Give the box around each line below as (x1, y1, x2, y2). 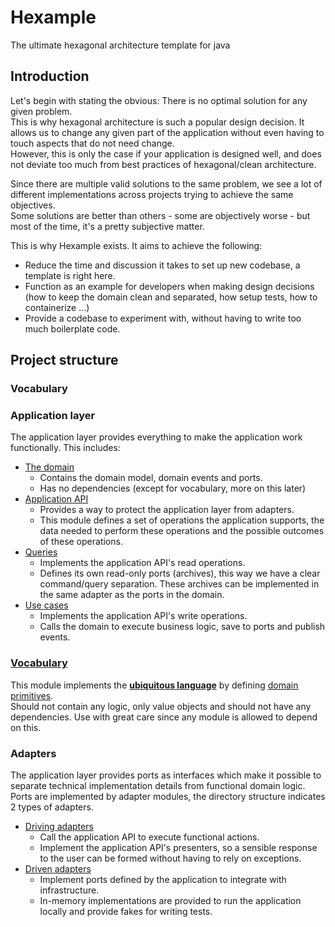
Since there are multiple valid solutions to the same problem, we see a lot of (10, 177, 323, 190)
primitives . (10, 689, 54, 701)
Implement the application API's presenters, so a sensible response (39, 841, 318, 853)
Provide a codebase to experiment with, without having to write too (24, 312, 302, 324)
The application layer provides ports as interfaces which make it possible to (10, 769, 322, 781)
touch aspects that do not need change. (10, 137, 175, 149)
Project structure (10, 352, 119, 369)
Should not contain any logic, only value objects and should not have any (10, 700, 312, 712)
